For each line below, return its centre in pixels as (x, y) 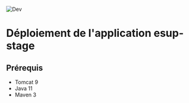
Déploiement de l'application (79, 33)
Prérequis (25, 68)
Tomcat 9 (26, 82)
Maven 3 (26, 95)
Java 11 (23, 88)
